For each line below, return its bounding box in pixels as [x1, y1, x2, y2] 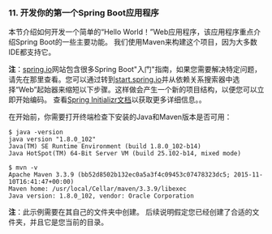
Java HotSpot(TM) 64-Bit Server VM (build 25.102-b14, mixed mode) [8, 150, 242, 158]
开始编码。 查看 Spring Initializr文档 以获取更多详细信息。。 [15, 95, 207, 104]
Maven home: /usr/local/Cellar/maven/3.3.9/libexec [8, 185, 187, 194]
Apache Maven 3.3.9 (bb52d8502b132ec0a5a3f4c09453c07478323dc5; [8, 171, 231, 179]
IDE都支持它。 [8, 47, 56, 57]
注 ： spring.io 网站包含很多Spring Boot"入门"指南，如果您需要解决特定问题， [8, 65, 262, 74]
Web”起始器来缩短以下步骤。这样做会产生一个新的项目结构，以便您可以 [19, 85, 257, 95]
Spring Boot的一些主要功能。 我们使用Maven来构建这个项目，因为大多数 [15, 37, 257, 47]
